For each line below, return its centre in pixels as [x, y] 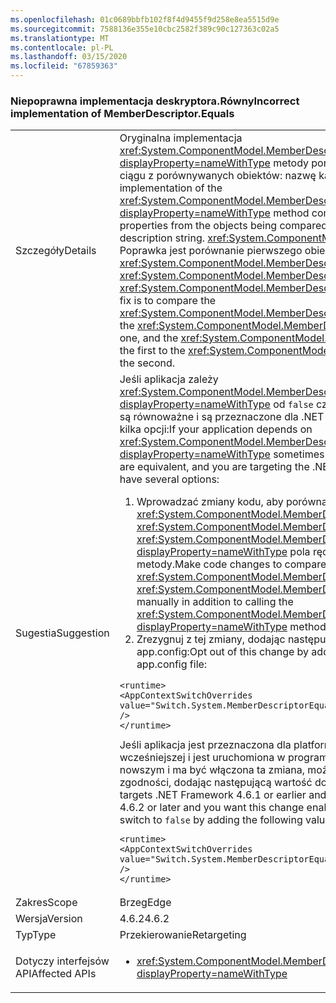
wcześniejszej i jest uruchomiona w [202, 758]
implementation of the [171, 188]
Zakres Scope [46, 903]
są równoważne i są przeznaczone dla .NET [222, 417]
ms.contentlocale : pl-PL [62, 47]
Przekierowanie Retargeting [183, 935]
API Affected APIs [56, 974]
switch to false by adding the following [211, 820]
